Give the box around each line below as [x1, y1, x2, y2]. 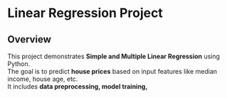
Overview [7, 33, 52, 45]
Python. [7, 60, 31, 68]
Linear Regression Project [7, 5, 164, 21]
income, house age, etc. [7, 75, 78, 83]
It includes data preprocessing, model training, [7, 82, 148, 90]
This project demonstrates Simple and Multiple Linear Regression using [7, 52, 221, 60]
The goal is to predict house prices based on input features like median [7, 67, 218, 75]
